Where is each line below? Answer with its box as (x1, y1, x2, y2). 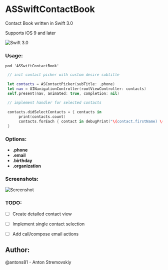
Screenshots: (5, 175, 39, 182)
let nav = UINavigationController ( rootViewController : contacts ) (7, 86, 146, 91)
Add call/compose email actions (12, 231, 79, 237)
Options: (5, 136, 27, 143)
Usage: (5, 52, 23, 59)
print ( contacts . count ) (18, 114, 66, 119)
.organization (12, 163, 41, 169)
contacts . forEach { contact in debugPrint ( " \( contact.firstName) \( (18, 119, 164, 124)
